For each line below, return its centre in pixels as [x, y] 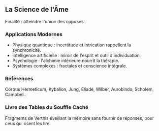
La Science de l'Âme [37, 10]
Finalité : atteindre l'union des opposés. [45, 21]
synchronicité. [27, 50]
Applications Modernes [34, 34]
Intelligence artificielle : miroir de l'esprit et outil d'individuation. [77, 56]
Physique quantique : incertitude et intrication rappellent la [72, 45]
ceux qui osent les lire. [28, 123]
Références [19, 79]
